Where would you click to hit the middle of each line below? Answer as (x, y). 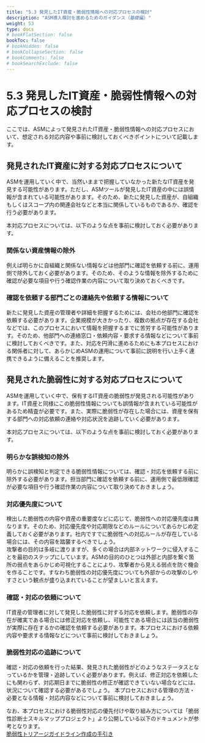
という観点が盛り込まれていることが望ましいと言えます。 (89, 580)
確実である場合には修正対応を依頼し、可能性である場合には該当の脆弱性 (108, 620)
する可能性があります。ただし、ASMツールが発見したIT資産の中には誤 (100, 189)
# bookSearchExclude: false (42, 63)
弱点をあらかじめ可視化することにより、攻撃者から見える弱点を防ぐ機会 (108, 565)
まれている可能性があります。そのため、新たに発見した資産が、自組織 (110, 197)
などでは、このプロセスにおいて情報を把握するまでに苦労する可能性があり (100, 328)
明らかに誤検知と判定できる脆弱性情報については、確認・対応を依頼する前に (103, 471)
